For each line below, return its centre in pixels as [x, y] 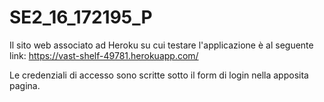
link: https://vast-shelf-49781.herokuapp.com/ [104, 55]
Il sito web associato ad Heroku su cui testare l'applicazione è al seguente [161, 45]
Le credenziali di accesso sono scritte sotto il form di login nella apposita [159, 75]
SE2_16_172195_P [81, 17]
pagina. [25, 85]
